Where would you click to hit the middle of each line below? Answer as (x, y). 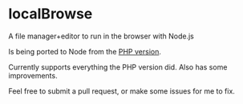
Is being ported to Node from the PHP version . (85, 51)
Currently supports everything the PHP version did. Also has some (118, 67)
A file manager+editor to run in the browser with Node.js (101, 36)
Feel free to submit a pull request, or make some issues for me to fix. (121, 91)
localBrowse (51, 14)
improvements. (33, 75)
